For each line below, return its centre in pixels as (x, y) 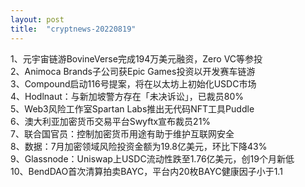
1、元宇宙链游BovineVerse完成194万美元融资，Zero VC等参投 (136, 58)
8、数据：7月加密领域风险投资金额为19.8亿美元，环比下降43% (139, 146)
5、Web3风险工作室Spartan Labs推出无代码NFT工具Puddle (132, 108)
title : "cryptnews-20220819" (73, 29)
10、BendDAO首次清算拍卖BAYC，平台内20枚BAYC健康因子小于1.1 (146, 171)
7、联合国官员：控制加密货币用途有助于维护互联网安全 (122, 133)
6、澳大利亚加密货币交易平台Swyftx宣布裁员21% (111, 121)
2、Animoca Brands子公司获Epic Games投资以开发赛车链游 (133, 71)
